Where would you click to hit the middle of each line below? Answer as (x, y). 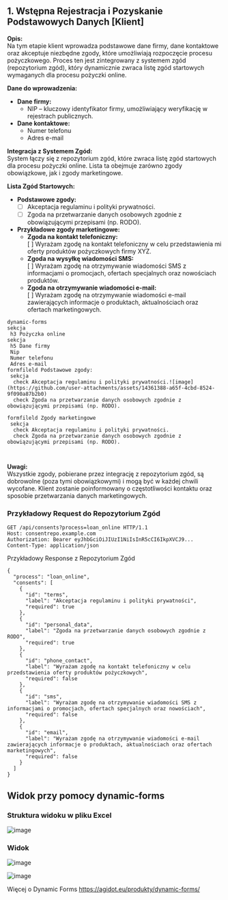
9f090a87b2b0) (27, 394)
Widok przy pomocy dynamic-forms (86, 796)
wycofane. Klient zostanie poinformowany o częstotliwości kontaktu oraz (110, 488)
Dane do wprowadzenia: (42, 88)
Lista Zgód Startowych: (41, 186)
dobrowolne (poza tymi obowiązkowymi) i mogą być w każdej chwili (103, 481)
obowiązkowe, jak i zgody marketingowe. (65, 173)
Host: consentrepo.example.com (52, 534)
